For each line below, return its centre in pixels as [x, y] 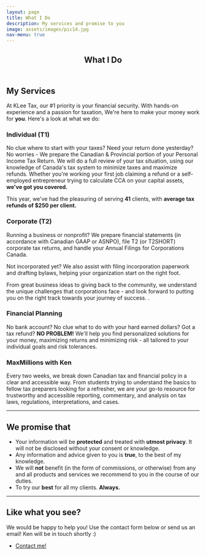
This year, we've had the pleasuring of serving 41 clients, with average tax [101, 199]
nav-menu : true [26, 35]
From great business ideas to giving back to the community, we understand [102, 285]
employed [19, 180]
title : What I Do [29, 18]
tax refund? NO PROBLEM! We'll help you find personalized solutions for [98, 333]
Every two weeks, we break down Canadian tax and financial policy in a [97, 376]
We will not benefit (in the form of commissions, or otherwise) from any [105, 468]
